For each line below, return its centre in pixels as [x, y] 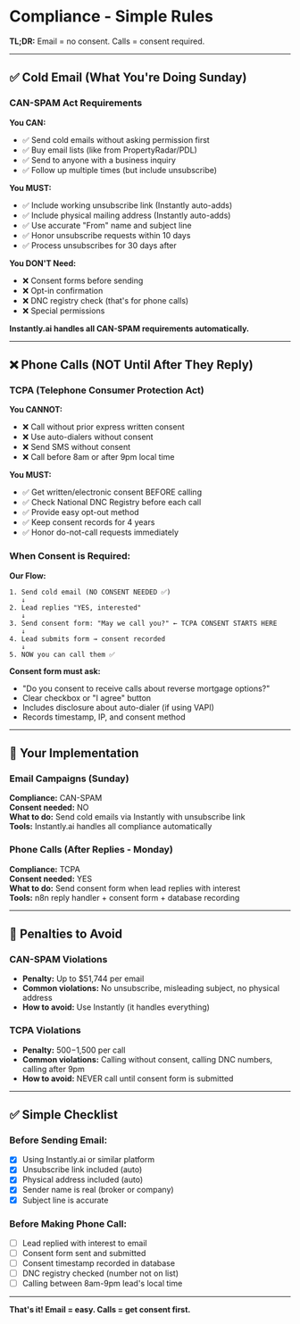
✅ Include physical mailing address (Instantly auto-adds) [126, 215]
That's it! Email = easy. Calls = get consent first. [100, 1310]
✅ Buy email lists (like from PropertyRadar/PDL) [110, 150]
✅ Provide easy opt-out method [81, 512]
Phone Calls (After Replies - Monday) [92, 850]
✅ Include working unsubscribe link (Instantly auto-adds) [127, 205]
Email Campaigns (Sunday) [69, 779]
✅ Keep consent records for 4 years [88, 522]
